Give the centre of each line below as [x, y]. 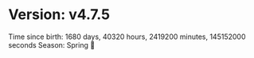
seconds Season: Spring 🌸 [52, 44]
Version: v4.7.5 [59, 15]
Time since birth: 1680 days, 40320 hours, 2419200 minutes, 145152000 [127, 37]
